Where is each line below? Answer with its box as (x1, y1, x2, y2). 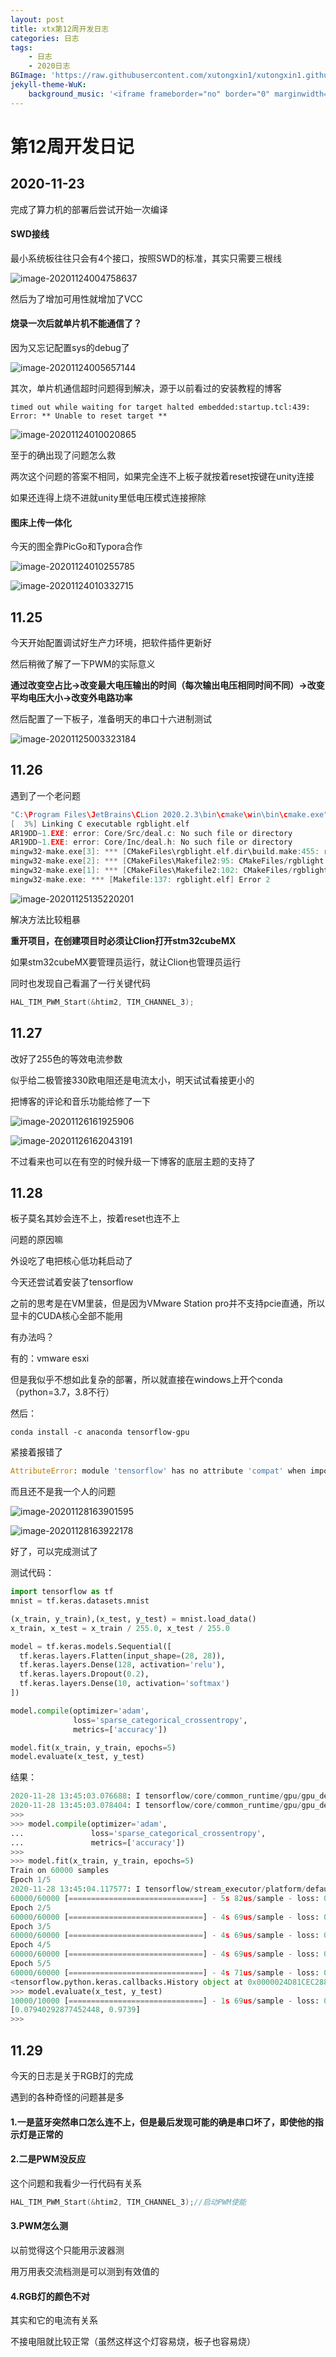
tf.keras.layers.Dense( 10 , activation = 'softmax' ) (19, 1679, 230, 1689)
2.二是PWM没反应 (10, 2153, 87, 2165)
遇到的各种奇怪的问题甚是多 (10, 2091, 125, 2103)
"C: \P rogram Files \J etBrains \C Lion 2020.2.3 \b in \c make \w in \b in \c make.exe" (10, 809, 329, 820)
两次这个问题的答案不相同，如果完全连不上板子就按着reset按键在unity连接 (10, 471, 315, 483)
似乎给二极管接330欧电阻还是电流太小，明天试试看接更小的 (10, 1074, 255, 1086)
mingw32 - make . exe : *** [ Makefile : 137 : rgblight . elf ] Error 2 (10, 874, 271, 885)
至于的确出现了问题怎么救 (10, 449, 116, 461)
